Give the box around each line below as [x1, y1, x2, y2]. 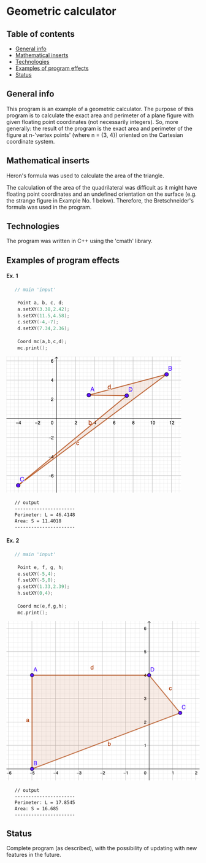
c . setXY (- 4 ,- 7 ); [17, 319, 59, 325]
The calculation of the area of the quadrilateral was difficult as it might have [6, 184, 197, 191]
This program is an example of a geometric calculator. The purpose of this [6, 105, 194, 112]
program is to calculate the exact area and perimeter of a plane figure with [6, 112, 194, 119]
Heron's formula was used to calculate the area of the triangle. [6, 172, 164, 179]
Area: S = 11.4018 [14, 517, 62, 524]
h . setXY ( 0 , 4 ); [17, 590, 53, 597]
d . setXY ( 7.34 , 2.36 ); [17, 325, 70, 332]
